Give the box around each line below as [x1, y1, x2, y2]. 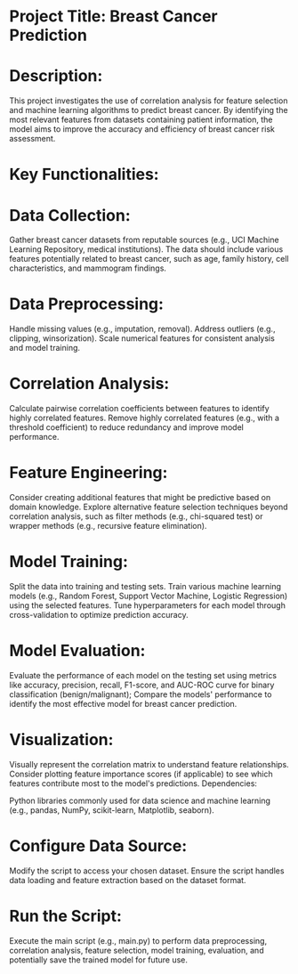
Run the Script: [9, 906, 123, 926]
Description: [9, 66, 103, 86]
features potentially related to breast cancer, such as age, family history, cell [9, 254, 289, 264]
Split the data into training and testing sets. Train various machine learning [9, 581, 282, 591]
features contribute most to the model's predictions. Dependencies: [9, 777, 258, 789]
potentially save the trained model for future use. [9, 954, 189, 965]
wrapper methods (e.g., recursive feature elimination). [9, 521, 207, 532]
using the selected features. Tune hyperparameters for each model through [9, 600, 286, 611]
